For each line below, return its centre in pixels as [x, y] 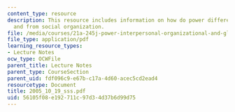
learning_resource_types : [45, 46]
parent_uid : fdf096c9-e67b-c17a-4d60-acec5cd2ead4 [83, 78]
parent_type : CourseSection [48, 72]
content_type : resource [42, 14]
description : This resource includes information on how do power [106, 20]
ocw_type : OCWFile [34, 59]
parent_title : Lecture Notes [50, 65]
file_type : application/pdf [48, 40]
